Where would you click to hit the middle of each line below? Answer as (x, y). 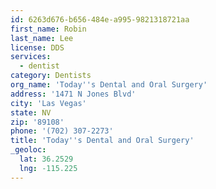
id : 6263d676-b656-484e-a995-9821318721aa (100, 19)
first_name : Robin (48, 29)
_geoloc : (28, 150)
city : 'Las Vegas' (48, 103)
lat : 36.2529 (46, 159)
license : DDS (37, 47)
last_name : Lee (42, 38)
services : (31, 57)
